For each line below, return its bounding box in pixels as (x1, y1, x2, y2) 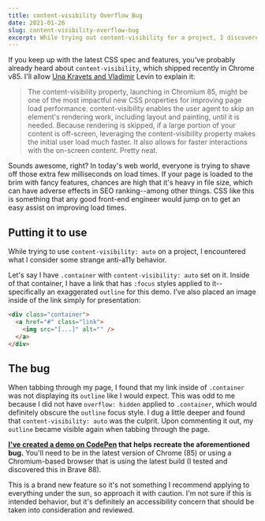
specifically (8, 287, 46, 296)
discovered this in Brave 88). (8, 465, 102, 474)
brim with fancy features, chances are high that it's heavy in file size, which (8, 178, 253, 188)
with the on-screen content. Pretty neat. (27, 146, 158, 155)
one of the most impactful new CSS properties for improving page (27, 95, 242, 105)
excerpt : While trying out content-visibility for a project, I (8, 33, 224, 42)
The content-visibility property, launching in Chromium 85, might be (27, 87, 248, 97)
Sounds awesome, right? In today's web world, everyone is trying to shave (8, 161, 251, 170)
